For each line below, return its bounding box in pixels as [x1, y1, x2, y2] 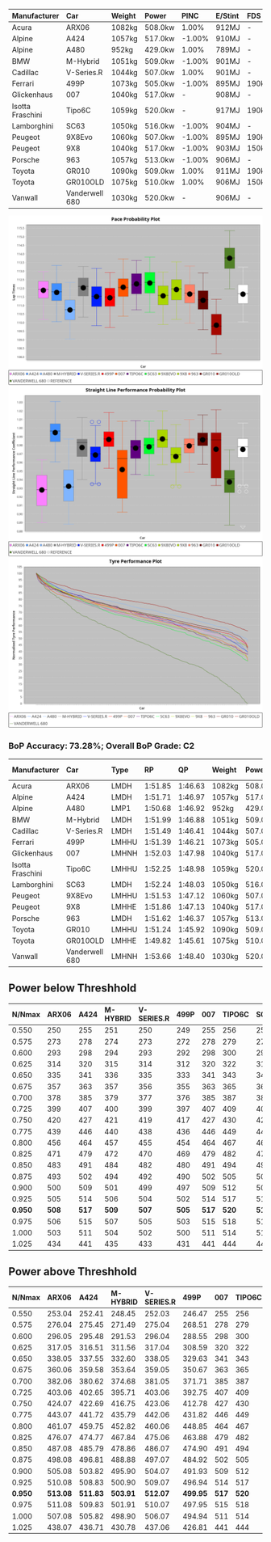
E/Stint [215, 11, 240, 20]
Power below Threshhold [8, 982, 137, 995]
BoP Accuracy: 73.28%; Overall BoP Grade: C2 [8, 740, 195, 751]
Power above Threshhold [8, 1265, 137, 1278]
